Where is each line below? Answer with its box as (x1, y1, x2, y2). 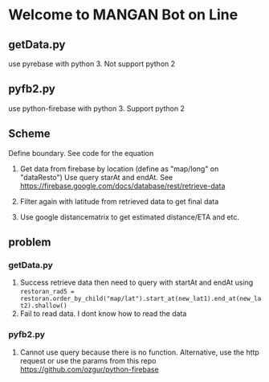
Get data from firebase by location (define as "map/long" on (19, 163, 219, 174)
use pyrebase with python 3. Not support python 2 (8, 59, 176, 68)
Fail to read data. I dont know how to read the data (19, 309, 187, 318)
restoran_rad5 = (19, 288, 75, 296)
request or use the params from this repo (19, 355, 157, 365)
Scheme (8, 127, 51, 141)
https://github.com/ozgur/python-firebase (19, 364, 159, 374)
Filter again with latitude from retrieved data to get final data (19, 196, 219, 206)
